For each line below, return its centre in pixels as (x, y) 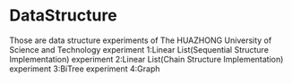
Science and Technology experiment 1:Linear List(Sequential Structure (139, 49)
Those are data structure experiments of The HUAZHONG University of (141, 40)
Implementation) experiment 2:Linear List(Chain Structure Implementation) (146, 59)
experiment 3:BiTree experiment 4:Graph (85, 69)
